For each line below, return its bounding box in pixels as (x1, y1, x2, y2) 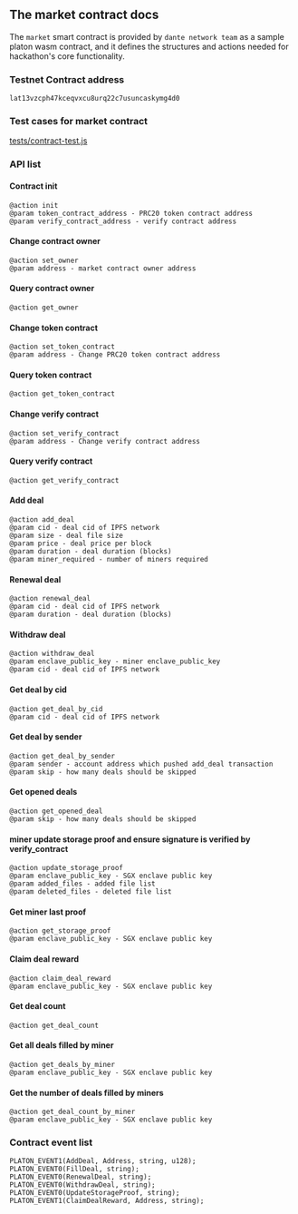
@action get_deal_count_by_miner (9, 1107, 136, 1117)
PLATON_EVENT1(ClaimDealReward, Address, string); (9, 1197, 205, 1206)
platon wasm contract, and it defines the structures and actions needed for (9, 41, 289, 52)
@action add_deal (9, 514, 75, 524)
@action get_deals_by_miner (9, 1060, 116, 1069)
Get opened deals (9, 787, 78, 798)
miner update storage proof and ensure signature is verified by (9, 834, 251, 845)
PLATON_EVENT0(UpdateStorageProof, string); (9, 1189, 180, 1198)
